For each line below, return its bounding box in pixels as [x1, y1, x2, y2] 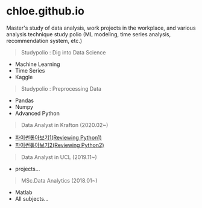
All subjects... [14, 195, 49, 202]
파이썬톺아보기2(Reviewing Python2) [14, 141, 104, 149]
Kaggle [14, 73, 33, 80]
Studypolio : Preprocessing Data [21, 85, 101, 92]
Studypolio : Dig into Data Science [21, 48, 107, 56]
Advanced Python [14, 109, 60, 117]
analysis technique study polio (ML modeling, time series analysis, [6, 30, 171, 37]
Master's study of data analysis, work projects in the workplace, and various [6, 24, 196, 31]
